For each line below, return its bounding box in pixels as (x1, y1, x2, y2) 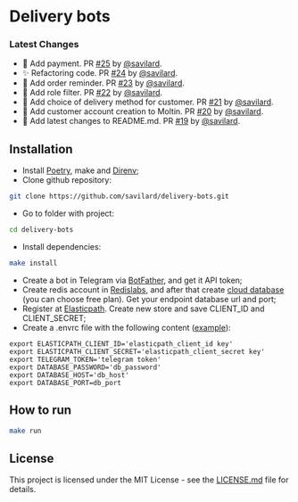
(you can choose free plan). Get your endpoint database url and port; (21, 293, 277, 304)
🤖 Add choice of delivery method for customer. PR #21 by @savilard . (21, 96, 274, 108)
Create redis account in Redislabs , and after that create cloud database (21, 284, 285, 295)
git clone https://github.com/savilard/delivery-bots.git (9, 192, 229, 202)
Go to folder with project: (21, 208, 114, 219)
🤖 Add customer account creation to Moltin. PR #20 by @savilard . (21, 106, 264, 117)
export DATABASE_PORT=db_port (9, 378, 122, 387)
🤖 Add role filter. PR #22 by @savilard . (21, 87, 163, 98)
